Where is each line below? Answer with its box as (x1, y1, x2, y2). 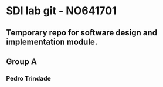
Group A (6, 56, 37, 66)
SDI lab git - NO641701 (6, 4, 117, 18)
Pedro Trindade (6, 74, 51, 82)
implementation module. (6, 36, 98, 46)
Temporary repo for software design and (6, 28, 157, 38)
